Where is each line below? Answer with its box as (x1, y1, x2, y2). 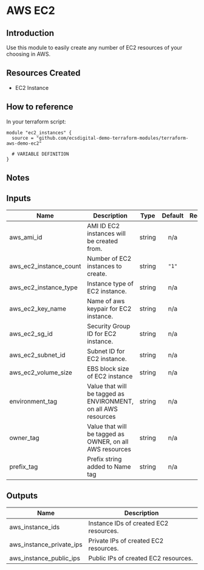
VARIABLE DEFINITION (17, 151, 69, 157)
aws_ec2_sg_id (9, 329, 53, 338)
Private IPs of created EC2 (88, 536, 164, 544)
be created (87, 236, 118, 245)
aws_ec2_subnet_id (9, 351, 66, 359)
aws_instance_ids (9, 523, 60, 531)
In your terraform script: (6, 118, 66, 125)
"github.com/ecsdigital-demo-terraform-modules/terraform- (36, 135, 189, 141)
